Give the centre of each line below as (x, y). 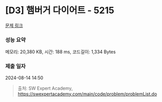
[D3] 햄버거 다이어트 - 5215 (60, 10)
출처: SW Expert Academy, (45, 88)
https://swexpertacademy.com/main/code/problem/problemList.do (87, 94)
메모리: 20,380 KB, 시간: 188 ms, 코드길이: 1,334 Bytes (60, 52)
